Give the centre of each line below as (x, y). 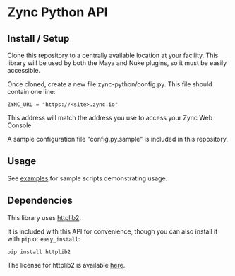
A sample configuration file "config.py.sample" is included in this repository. (117, 139)
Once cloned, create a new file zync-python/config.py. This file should (110, 84)
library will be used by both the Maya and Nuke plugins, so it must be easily (117, 63)
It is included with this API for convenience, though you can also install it (113, 231)
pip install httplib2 (39, 252)
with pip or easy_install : (44, 238)
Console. (20, 125)
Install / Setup (38, 39)
